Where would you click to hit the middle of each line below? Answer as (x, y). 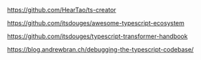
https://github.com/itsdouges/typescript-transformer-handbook (97, 36)
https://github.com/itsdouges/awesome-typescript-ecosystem (96, 23)
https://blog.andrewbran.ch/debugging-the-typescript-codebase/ (100, 49)
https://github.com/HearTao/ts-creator (62, 10)
